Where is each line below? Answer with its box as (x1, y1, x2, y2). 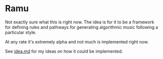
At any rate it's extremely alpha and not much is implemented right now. (5, 39, 149, 44)
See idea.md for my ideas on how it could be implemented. (5, 48, 123, 54)
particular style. (5, 29, 36, 35)
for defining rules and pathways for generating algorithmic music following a (5, 24, 158, 30)
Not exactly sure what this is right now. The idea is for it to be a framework (5, 19, 154, 25)
